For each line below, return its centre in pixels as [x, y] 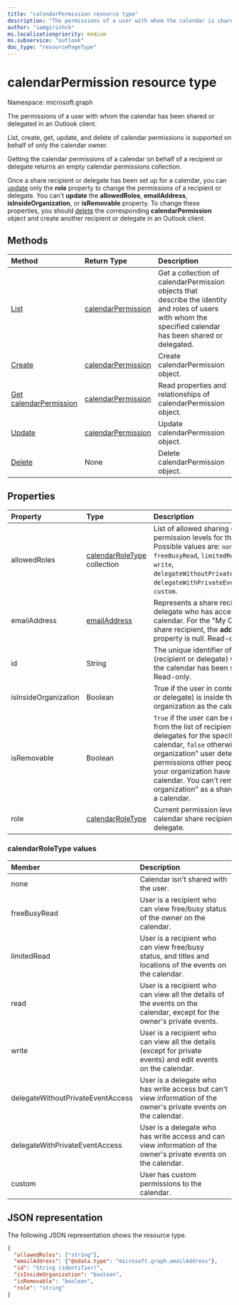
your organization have [192, 771]
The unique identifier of [193, 650]
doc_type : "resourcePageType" [52, 47]
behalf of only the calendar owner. [58, 145]
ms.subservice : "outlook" [46, 41]
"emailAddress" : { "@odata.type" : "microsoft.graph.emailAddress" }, [116, 1261]
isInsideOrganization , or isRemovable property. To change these [104, 203]
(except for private [171, 1050]
